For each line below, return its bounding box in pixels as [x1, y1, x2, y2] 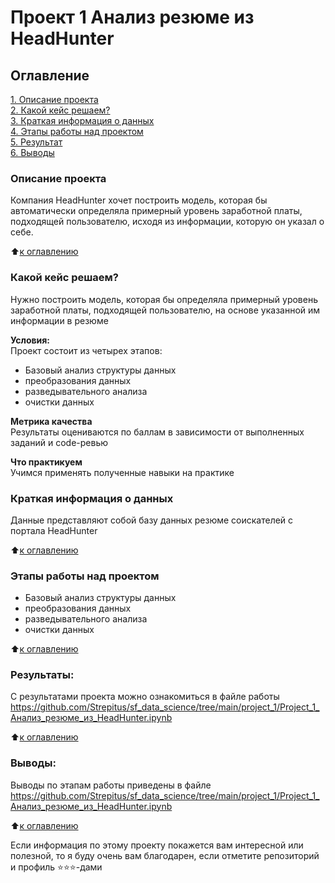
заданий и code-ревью [10, 436, 109, 448]
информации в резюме [10, 314, 109, 326]
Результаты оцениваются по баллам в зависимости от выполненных [10, 426, 305, 438]
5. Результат [10, 136, 63, 148]
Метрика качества [10, 415, 93, 427]
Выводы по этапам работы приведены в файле [10, 779, 212, 791]
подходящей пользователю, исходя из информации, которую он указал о [10, 216, 325, 228]
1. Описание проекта [10, 94, 99, 105]
